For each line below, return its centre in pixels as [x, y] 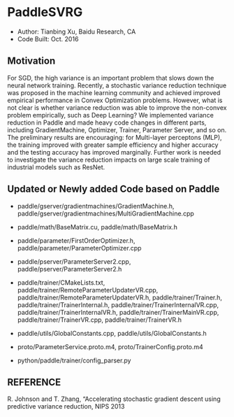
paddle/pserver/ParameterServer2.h [70, 269]
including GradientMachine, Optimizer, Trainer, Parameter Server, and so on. [117, 129]
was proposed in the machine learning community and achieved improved [114, 92]
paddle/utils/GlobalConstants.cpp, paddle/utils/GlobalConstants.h [112, 333]
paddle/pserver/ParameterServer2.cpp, [74, 261]
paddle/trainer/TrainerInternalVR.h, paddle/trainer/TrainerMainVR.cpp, [118, 312]
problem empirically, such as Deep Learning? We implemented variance [111, 115]
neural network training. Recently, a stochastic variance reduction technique [117, 85]
